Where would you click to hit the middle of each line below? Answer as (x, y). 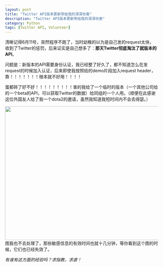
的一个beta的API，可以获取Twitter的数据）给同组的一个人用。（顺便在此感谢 (81, 93)
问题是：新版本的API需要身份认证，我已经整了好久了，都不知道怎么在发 (76, 65)
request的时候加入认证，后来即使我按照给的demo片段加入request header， (81, 71)
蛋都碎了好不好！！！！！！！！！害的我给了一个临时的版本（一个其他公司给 (81, 87)
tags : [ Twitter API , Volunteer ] (38, 28)
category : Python (23, 23)
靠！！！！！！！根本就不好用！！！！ (43, 77)
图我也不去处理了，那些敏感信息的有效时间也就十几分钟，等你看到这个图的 (79, 243)
